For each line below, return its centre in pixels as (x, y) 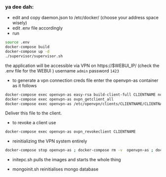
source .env (17, 42)
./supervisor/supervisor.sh (34, 56)
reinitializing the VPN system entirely (50, 141)
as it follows (24, 85)
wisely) (20, 23)
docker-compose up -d (27, 52)
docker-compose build (27, 47)
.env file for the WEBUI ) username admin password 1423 (62, 71)
